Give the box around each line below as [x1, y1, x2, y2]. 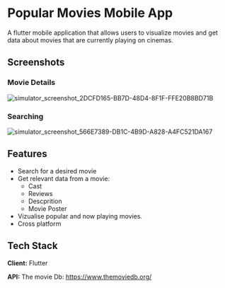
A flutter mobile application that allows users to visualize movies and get [7, 28, 218, 37]
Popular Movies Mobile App [7, 5, 173, 21]
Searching [7, 111, 44, 121]
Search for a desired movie [17, 166, 97, 175]
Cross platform [17, 219, 62, 228]
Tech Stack [7, 240, 58, 252]
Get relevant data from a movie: [17, 174, 110, 183]
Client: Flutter [7, 258, 48, 267]
